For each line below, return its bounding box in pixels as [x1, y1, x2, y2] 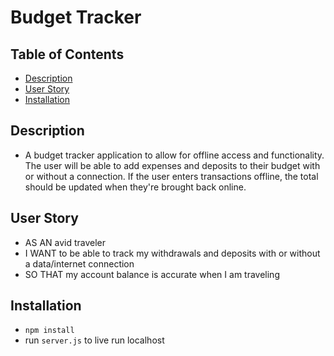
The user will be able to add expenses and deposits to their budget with [24, 159, 321, 171]
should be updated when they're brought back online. [24, 181, 247, 193]
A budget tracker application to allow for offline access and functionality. [24, 149, 325, 161]
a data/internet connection [24, 257, 135, 270]
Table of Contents [10, 46, 125, 63]
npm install [24, 326, 75, 336]
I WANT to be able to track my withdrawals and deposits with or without [24, 247, 321, 259]
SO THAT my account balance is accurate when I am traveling [24, 268, 280, 280]
